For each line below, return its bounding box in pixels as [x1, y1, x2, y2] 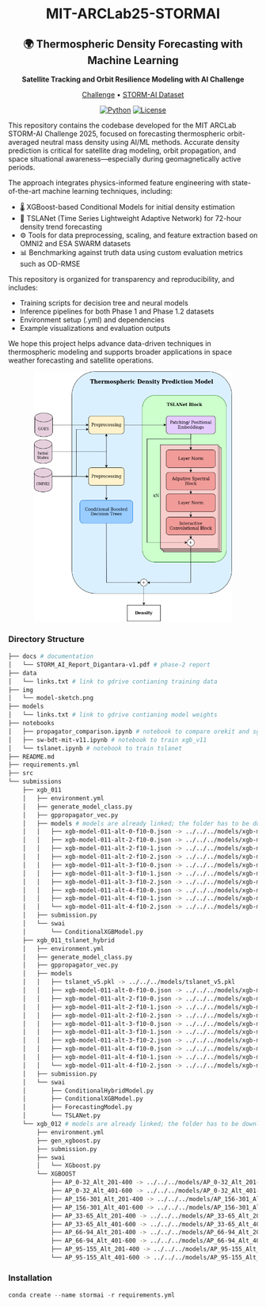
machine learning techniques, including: [42, 187, 173, 196]
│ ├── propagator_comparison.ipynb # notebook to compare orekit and [8, 728, 249, 735]
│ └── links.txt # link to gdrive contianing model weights [8, 711, 218, 719]
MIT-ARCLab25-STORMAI [46, 5, 220, 23]
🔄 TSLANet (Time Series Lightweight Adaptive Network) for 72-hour [19, 214, 242, 222]
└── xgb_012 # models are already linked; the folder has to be [22, 1120, 239, 1128]
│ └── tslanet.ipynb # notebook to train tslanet [8, 744, 182, 752]
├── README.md [8, 753, 55, 761]
